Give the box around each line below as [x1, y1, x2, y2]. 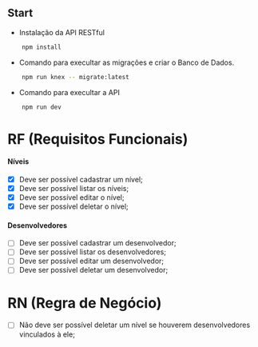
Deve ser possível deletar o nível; [18, 201, 129, 211]
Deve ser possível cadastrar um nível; [18, 174, 143, 184]
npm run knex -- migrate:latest [22, 73, 129, 81]
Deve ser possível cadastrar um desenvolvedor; [18, 238, 177, 248]
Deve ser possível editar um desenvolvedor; [18, 256, 165, 266]
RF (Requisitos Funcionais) [7, 130, 189, 148]
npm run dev [22, 103, 62, 111]
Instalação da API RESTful [18, 27, 105, 37]
